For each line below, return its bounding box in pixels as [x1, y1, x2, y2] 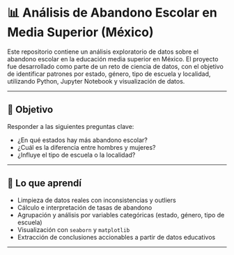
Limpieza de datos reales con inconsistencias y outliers [17, 196, 176, 204]
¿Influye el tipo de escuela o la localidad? [17, 150, 136, 159]
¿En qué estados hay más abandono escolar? [17, 136, 148, 144]
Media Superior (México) [7, 24, 155, 40]
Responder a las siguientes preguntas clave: [7, 122, 134, 130]
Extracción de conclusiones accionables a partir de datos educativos [17, 233, 216, 241]
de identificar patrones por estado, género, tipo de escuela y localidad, [7, 70, 211, 78]
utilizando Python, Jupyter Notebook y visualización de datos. [7, 77, 185, 85]
